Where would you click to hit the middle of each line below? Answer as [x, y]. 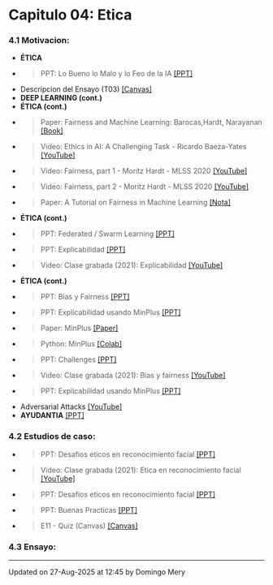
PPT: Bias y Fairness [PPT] [85, 297]
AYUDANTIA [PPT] [52, 415]
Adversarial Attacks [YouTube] [71, 406]
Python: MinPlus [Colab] [81, 344]
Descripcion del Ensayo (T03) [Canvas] [86, 89]
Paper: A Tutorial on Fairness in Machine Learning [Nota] [136, 202]
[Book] [52, 131]
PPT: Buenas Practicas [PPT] [89, 510]
